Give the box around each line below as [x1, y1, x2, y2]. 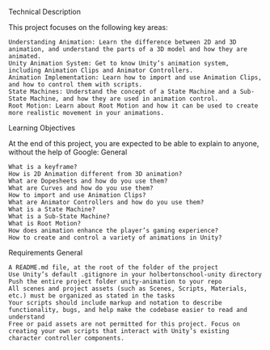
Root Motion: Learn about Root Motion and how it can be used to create [8, 102, 259, 110]
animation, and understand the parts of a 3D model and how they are [8, 45, 248, 53]
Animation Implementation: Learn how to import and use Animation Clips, [8, 74, 263, 82]
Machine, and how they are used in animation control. [29, 95, 219, 103]
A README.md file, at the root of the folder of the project [8, 264, 219, 272]
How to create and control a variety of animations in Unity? [8, 234, 222, 242]
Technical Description [8, 7, 82, 16]
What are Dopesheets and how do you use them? [8, 177, 168, 185]
